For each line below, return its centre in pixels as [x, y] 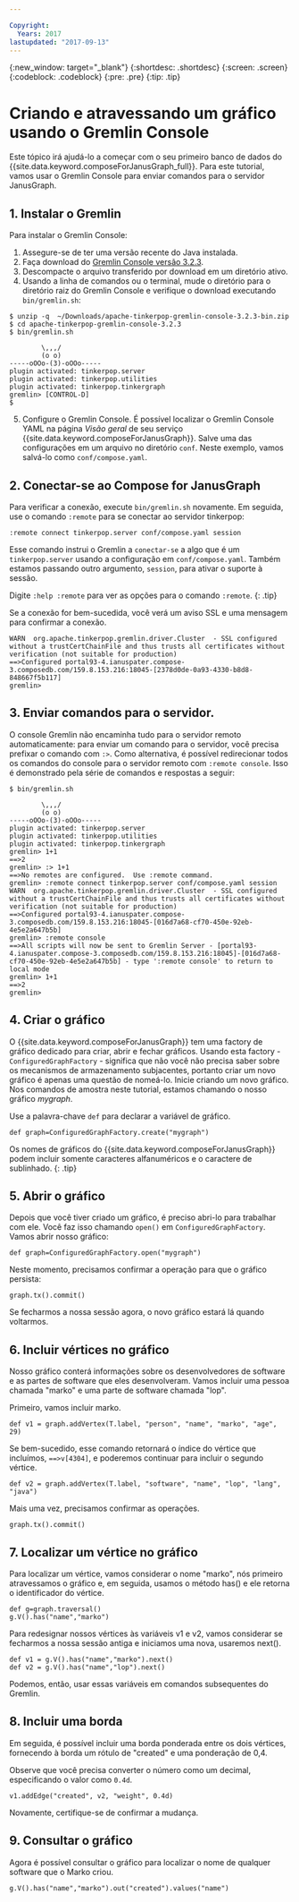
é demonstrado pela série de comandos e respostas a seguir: [122, 772]
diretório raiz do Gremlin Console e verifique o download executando [149, 291]
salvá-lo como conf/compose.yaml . [85, 457]
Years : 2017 [40, 34]
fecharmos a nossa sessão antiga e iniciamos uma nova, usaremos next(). [145, 1643]
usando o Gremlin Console [109, 132]
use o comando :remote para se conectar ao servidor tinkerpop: [127, 516]
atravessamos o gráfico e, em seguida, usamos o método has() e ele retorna [149, 1583]
